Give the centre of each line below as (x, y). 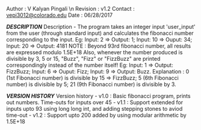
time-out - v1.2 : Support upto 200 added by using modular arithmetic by (96, 115)
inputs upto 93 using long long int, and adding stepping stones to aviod (94, 109)
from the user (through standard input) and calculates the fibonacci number (100, 33)
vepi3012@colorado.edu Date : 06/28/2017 (60, 15)
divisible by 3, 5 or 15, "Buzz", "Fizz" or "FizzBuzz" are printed (83, 59)
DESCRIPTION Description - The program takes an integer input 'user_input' (101, 27)
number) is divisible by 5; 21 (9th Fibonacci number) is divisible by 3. (91, 84)
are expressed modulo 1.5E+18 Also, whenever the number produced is (94, 52)
